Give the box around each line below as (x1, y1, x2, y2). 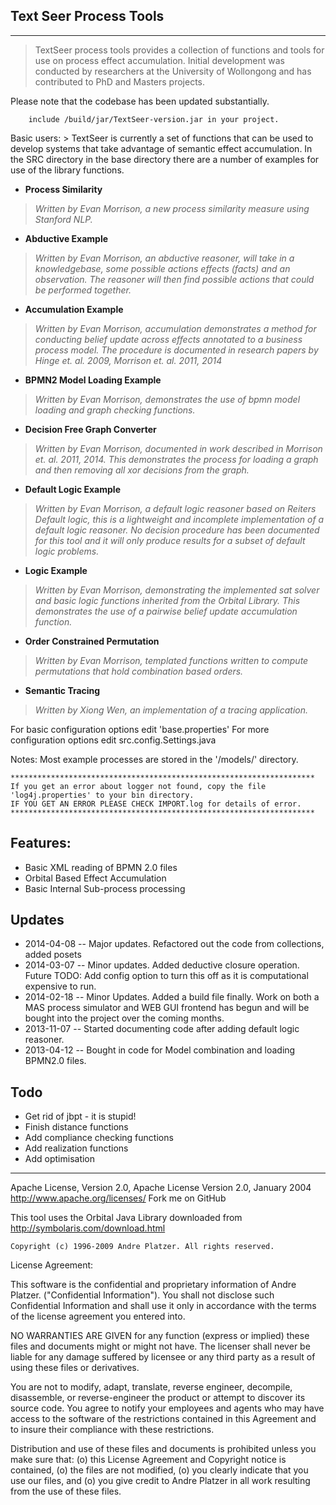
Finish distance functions (24, 1121, 129, 1133)
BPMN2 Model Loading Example (24, 374, 162, 386)
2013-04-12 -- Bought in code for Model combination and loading (24, 1044, 296, 1056)
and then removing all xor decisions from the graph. (34, 464, 250, 476)
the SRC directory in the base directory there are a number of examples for (10, 153, 320, 165)
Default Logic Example (24, 483, 121, 495)
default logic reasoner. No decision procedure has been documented (34, 524, 320, 536)
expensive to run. (24, 980, 97, 993)
